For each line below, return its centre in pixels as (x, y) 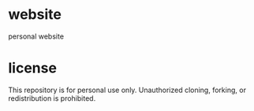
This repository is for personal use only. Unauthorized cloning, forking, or (127, 90)
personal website (36, 36)
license (33, 68)
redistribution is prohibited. (52, 98)
